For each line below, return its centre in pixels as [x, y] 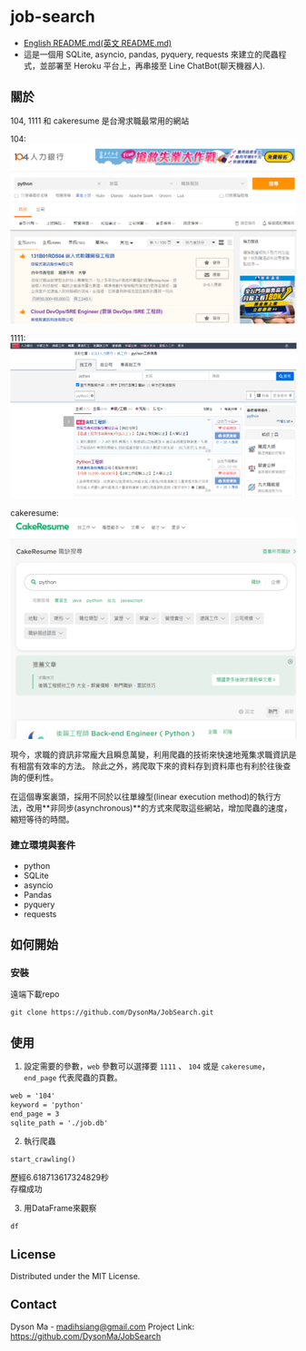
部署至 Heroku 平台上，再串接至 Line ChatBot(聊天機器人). [157, 65]
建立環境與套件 [43, 845]
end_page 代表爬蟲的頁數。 [73, 1078]
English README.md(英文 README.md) [97, 43]
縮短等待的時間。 [42, 820]
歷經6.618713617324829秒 [60, 1178]
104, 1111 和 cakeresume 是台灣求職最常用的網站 [100, 121]
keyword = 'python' [47, 1105]
